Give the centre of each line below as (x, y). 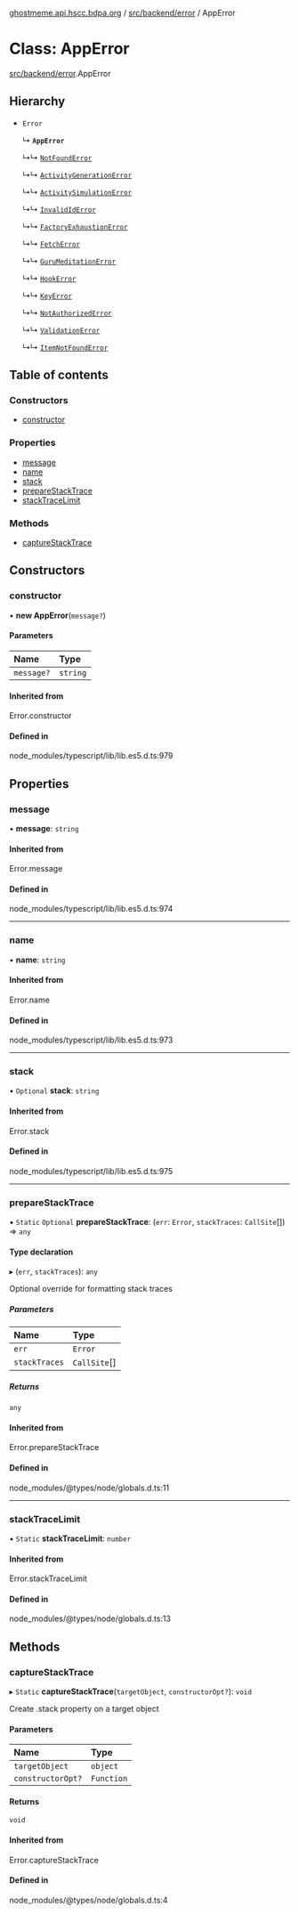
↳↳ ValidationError (61, 329)
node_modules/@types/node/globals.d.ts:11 (89, 1488)
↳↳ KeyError (47, 295)
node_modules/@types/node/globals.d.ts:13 (90, 1618)
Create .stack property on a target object (84, 1709)
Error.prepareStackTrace (54, 1448)
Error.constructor (41, 716)
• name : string (37, 960)
